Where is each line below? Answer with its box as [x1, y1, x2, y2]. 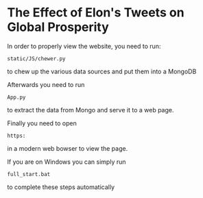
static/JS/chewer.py [7, 55, 67, 62]
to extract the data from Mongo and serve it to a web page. [7, 106, 174, 114]
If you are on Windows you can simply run [7, 158, 126, 166]
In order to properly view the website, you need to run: [7, 42, 161, 50]
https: [7, 132, 26, 139]
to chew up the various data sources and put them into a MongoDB [7, 67, 197, 75]
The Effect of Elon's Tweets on [7, 5, 184, 21]
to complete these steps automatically [7, 183, 115, 191]
